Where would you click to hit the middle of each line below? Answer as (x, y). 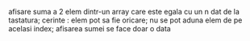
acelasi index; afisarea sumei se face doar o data (90, 29)
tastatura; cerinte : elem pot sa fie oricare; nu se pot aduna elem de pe (125, 20)
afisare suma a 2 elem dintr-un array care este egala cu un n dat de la (124, 12)
